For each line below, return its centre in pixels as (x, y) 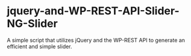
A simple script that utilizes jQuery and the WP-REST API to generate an (96, 40)
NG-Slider (32, 24)
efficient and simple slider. (39, 46)
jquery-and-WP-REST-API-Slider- (93, 11)
